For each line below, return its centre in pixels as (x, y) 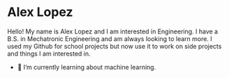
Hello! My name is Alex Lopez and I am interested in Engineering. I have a (113, 31)
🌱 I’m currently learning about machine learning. (87, 67)
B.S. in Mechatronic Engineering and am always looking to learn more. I (110, 38)
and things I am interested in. (49, 54)
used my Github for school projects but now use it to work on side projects (114, 46)
